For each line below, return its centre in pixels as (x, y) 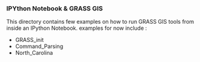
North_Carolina (34, 53)
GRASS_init (29, 40)
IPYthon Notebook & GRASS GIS (55, 9)
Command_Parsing (39, 46)
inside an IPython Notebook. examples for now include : (77, 28)
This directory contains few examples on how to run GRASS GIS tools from (100, 22)
